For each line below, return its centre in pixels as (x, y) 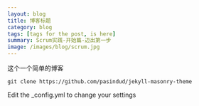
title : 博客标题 (29, 21)
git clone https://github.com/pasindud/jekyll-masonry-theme (100, 82)
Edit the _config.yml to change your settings (72, 95)
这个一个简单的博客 (36, 68)
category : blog (30, 27)
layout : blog (27, 14)
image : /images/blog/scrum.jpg (54, 47)
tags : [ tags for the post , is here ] (61, 34)
